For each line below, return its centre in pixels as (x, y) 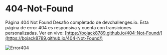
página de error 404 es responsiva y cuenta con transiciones (68, 27)
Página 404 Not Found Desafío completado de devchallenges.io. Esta (77, 22)
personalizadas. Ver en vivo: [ (36, 33)
